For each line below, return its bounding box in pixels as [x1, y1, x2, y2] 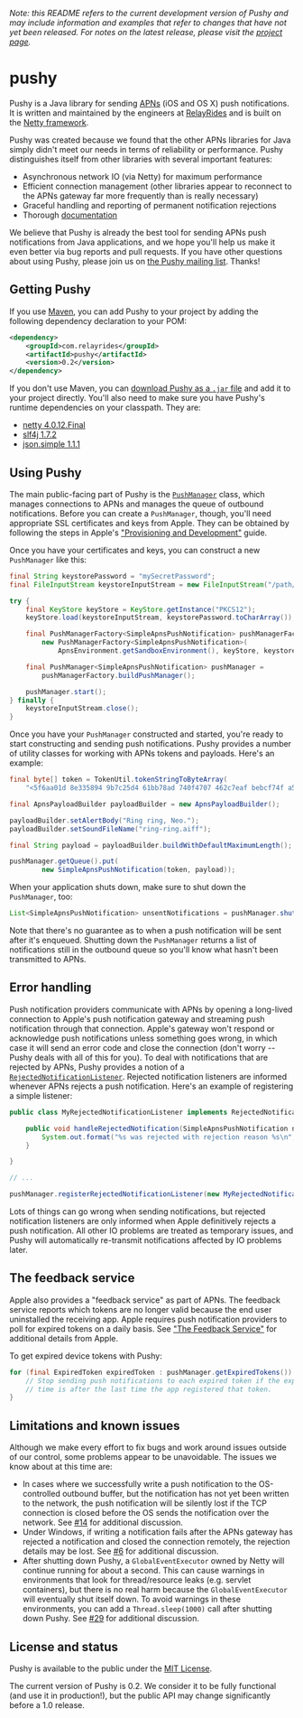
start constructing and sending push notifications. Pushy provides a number [9, 738, 291, 749]
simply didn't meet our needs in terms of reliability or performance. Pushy [9, 144, 284, 154]
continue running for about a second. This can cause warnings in [22, 1565, 265, 1576]
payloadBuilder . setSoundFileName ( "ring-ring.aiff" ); [9, 824, 212, 833]
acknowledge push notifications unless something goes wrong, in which [9, 1033, 278, 1044]
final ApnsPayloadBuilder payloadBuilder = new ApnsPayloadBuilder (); [9, 799, 280, 809]
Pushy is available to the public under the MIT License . [9, 1663, 213, 1674]
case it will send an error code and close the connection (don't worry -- [9, 1042, 276, 1053]
